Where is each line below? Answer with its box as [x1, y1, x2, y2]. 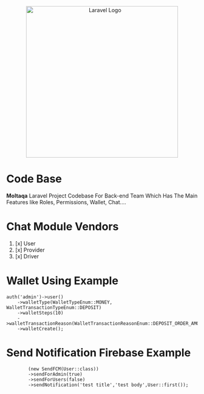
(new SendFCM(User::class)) [28, 366, 99, 372]
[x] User [15, 239, 36, 247]
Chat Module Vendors [6, 220, 119, 233]
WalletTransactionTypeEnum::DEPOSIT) [6, 304, 102, 310]
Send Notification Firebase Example [6, 346, 191, 359]
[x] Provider [15, 246, 45, 253]
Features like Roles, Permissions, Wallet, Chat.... [6, 198, 126, 205]
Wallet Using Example [6, 274, 118, 288]
